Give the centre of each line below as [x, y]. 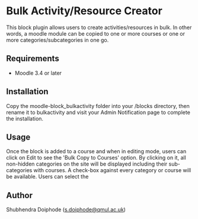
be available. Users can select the [47, 177]
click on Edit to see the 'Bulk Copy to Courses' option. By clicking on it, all [96, 158]
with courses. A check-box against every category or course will [112, 170]
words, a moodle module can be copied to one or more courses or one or [96, 33]
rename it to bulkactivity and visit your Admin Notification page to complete [98, 112]
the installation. [25, 118]
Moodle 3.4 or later [38, 73]
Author [19, 195]
